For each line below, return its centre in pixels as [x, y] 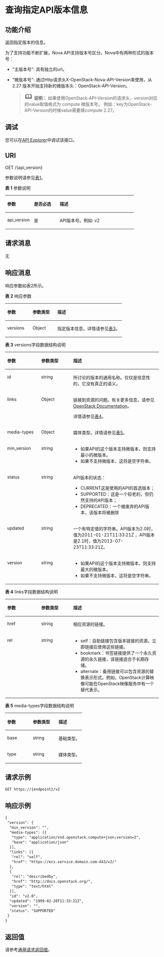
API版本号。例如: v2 [80, 220]
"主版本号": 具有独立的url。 [39, 69]
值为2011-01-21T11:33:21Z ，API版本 [114, 535]
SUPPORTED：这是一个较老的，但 [115, 494]
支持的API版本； [101, 500]
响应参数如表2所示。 [26, 286]
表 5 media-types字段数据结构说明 [40, 706]
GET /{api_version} [24, 167]
